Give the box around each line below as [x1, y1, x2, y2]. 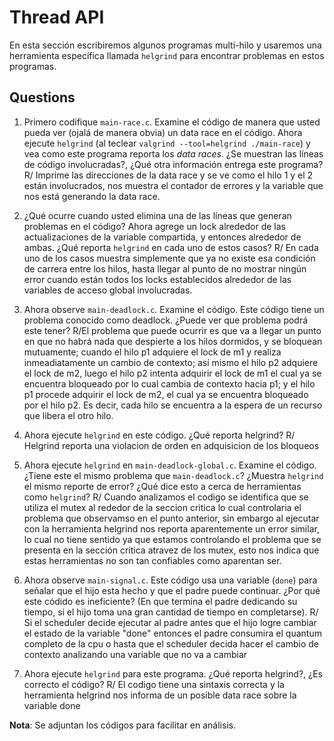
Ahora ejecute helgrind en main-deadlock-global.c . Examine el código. [23, 459, 317, 471]
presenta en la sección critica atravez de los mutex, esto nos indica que [23, 544, 320, 556]
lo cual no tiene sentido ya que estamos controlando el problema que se [23, 533, 322, 545]
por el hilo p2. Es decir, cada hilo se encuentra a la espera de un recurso [23, 399, 323, 411]
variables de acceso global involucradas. [23, 284, 193, 296]
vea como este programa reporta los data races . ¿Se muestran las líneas [23, 147, 324, 160]
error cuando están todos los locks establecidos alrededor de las [23, 273, 292, 285]
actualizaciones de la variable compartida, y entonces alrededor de [23, 231, 302, 243]
